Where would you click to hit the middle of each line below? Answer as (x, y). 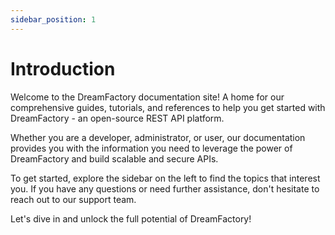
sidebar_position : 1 (53, 19)
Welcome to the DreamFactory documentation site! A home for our (147, 97)
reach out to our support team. (73, 199)
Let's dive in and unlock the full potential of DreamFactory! (131, 218)
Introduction (63, 68)
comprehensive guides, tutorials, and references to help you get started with (168, 107)
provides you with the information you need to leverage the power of (151, 148)
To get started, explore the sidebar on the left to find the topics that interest (165, 178)
